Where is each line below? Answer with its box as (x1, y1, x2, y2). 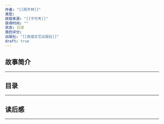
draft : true (5, 39, 29, 44)
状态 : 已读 (5, 25, 24, 30)
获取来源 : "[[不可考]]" (5, 16, 48, 21)
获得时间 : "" (5, 20, 29, 26)
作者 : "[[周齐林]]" (5, 7, 41, 12)
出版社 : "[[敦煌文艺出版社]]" (5, 35, 60, 39)
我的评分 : (5, 30, 22, 35)
